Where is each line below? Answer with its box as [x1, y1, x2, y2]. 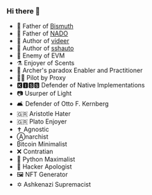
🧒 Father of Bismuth [16, 22, 74, 31]
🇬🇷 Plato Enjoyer [16, 117, 67, 126]
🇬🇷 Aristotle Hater [16, 110, 71, 118]
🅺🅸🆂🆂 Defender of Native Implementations [16, 81, 145, 90]
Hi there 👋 [6, 6, 41, 16]
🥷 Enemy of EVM [16, 51, 65, 60]
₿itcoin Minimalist [16, 140, 67, 149]
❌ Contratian [16, 147, 53, 155]
